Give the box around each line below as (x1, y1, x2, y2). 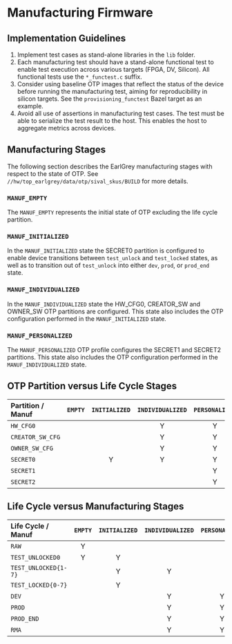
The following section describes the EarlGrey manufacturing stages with (7, 162, 213, 170)
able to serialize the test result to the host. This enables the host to (17, 117, 207, 125)
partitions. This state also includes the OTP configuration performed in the (7, 353, 219, 361)
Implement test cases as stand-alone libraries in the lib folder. (17, 50, 195, 59)
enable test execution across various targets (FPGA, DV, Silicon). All (17, 66, 210, 73)
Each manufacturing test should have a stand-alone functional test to (17, 58, 214, 66)
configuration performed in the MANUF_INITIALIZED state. (7, 314, 167, 322)
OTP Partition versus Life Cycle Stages (7, 380, 177, 392)
